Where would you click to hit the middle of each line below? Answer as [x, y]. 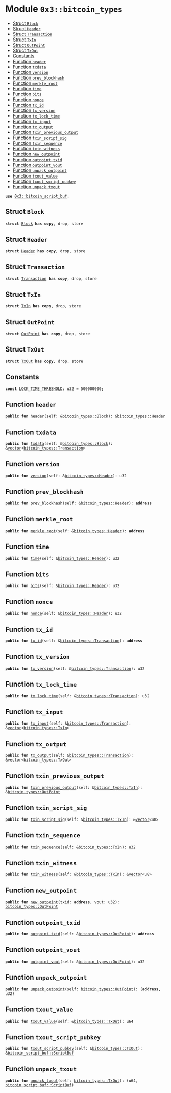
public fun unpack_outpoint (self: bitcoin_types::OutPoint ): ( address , [83, 989]
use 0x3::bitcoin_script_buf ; [38, 196]
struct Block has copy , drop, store [44, 224]
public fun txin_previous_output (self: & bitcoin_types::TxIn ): [74, 788]
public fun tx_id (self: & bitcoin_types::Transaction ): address [74, 641]
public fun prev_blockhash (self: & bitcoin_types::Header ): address [79, 503]
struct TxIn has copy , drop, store [43, 306]
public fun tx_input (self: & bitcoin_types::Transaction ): [68, 724]
